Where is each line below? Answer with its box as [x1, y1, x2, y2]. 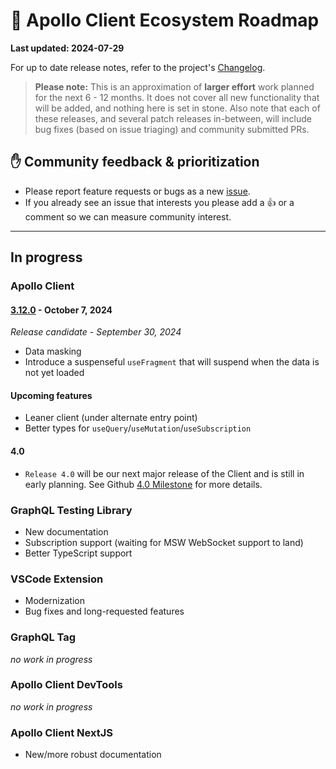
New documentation [24, 525, 109, 538]
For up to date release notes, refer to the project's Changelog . [10, 61, 266, 73]
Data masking [24, 345, 82, 358]
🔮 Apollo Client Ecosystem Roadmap [10, 9, 320, 32]
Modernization [24, 595, 85, 607]
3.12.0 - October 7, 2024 [10, 304, 113, 316]
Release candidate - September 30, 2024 [10, 326, 182, 338]
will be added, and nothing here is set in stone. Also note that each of [34, 102, 321, 114]
